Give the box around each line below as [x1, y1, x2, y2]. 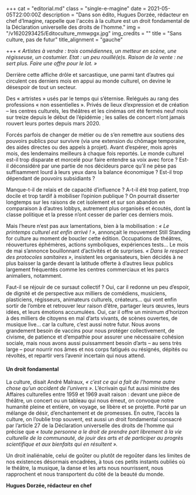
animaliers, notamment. [6, 272, 63, 279]
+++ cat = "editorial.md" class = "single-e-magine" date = [6, 5, 147, 12]
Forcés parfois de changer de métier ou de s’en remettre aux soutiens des [6, 131, 185, 138]
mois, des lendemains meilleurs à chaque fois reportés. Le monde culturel [6, 150, 184, 157]
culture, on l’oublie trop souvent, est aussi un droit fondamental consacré [6, 416, 183, 423]
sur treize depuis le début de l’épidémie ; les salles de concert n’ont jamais [6, 114, 185, 121]
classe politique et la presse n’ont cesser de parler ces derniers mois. [6, 211, 174, 218]
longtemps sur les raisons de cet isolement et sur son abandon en [6, 199, 166, 206]
